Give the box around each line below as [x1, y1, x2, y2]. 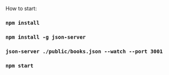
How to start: [5, 5, 37, 12]
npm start [5, 62, 34, 69]
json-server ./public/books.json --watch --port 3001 [5, 48, 163, 54]
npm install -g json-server [5, 33, 86, 40]
